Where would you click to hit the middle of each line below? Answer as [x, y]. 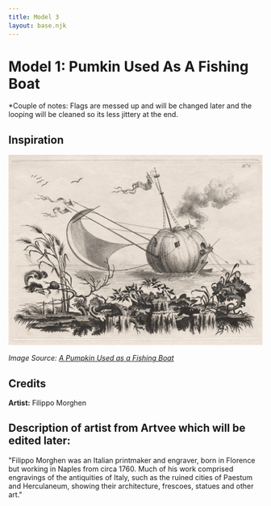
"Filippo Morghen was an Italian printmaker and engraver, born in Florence [132, 460]
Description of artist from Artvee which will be [127, 428]
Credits [27, 383]
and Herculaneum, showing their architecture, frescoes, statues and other [131, 486]
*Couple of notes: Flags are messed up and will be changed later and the [130, 106]
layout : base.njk [38, 25]
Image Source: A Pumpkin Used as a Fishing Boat [91, 358]
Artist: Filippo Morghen [48, 403]
